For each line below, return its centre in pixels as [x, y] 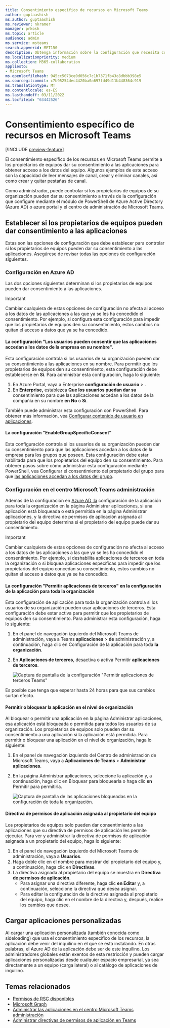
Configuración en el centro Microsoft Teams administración [80, 489]
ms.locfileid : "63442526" [32, 99]
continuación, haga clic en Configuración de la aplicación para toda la [85, 644]
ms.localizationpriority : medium [40, 57]
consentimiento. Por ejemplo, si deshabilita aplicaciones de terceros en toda [85, 558]
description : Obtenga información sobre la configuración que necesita [82, 52]
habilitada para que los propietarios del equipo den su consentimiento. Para [84, 460]
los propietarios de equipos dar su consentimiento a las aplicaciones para [82, 165]
